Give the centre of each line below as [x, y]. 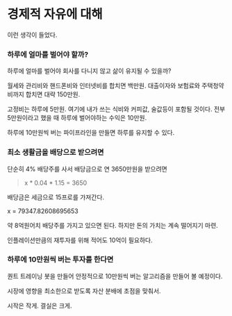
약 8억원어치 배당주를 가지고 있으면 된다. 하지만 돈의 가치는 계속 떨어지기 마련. [113, 225]
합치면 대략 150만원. [53, 94]
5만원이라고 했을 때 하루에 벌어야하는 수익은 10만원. [77, 118]
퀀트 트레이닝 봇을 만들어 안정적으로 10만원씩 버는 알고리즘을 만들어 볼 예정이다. [115, 276]
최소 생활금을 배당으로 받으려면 [56, 152]
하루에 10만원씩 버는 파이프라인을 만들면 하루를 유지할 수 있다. [91, 133]
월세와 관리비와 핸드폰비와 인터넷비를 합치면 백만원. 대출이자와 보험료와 [103, 86]
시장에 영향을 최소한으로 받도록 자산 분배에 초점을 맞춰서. [84, 291]
